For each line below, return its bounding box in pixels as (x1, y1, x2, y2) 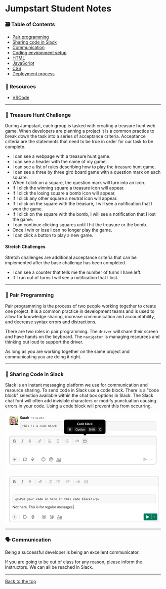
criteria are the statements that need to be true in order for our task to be (5, 139, 154, 145)
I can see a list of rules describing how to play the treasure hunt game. (12, 164, 156, 170)
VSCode (12, 95, 30, 100)
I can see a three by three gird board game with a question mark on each (12, 169, 161, 175)
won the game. (12, 206, 43, 212)
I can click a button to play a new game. (12, 232, 93, 238)
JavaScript (12, 60, 35, 66)
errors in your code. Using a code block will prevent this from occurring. (5, 403, 152, 409)
